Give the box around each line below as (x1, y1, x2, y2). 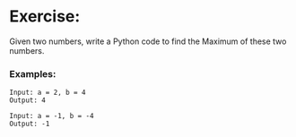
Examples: (9, 67, 57, 80)
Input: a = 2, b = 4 (9, 88, 87, 98)
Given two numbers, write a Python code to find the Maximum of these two (9, 36, 287, 47)
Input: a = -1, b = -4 (9, 112, 94, 121)
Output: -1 (9, 119, 50, 129)
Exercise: (9, 6, 81, 27)
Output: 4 (9, 96, 47, 105)
